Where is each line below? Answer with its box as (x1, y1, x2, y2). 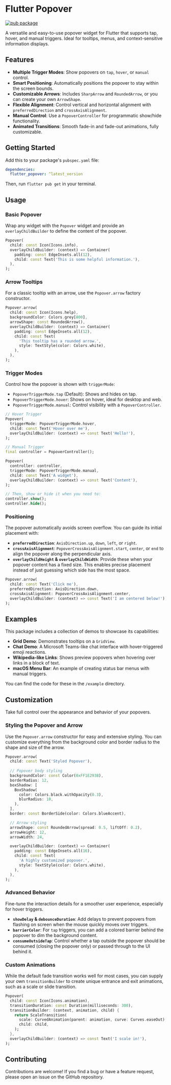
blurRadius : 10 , (18, 797, 53, 802)
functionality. (12, 118, 40, 124)
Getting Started (5, 143, 55, 152)
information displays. (5, 40, 49, 46)
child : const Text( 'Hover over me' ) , (10, 426, 90, 431)
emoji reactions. (12, 649, 47, 655)
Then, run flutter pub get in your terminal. (5, 181, 97, 187)
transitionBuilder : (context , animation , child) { (10, 1007, 120, 1013)
